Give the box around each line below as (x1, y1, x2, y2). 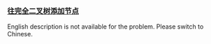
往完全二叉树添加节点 (7, 6, 79, 15)
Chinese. (7, 30, 33, 38)
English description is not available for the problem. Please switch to (7, 22, 204, 31)
